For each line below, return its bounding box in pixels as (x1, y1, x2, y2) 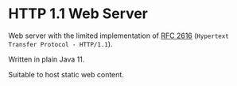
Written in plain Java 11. (8, 54, 85, 64)
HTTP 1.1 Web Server (8, 5, 149, 23)
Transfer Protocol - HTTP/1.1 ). (8, 39, 113, 48)
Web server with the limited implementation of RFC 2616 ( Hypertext (8, 31, 229, 40)
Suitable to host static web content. (8, 69, 125, 79)
